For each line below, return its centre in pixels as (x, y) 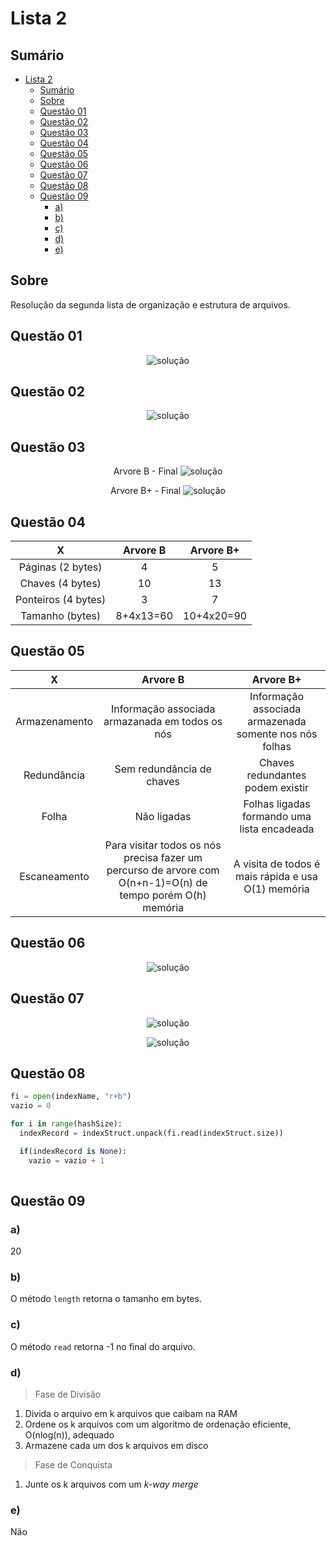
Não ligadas (163, 816)
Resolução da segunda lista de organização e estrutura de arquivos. (150, 304)
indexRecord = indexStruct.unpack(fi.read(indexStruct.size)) (151, 1133)
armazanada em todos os (163, 721)
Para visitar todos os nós (163, 845)
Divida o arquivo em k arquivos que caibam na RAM (131, 1414)
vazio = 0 (31, 1106)
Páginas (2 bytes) (60, 567)
